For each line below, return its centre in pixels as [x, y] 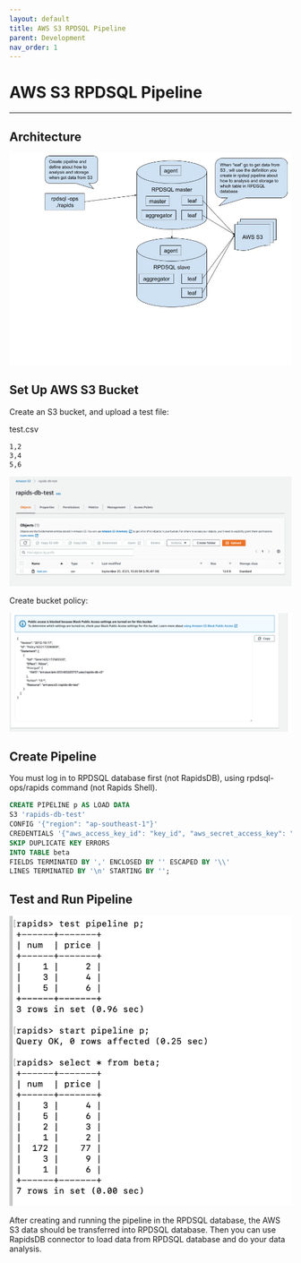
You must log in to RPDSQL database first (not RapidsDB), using [127, 778]
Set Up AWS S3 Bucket [74, 390]
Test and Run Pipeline [71, 899]
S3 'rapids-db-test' [48, 815]
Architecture [46, 137]
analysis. [26, 1249]
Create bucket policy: [49, 601]
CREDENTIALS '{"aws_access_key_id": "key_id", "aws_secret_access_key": [148, 833]
